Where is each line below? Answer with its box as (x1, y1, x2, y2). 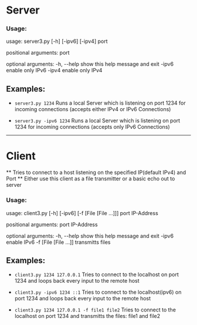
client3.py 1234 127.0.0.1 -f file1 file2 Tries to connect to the (14, 306, 176, 313)
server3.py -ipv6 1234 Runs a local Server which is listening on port (14, 117, 181, 124)
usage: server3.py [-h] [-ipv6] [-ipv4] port (6, 38, 108, 45)
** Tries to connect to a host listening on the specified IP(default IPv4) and (6, 169, 186, 176)
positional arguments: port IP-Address (6, 221, 98, 228)
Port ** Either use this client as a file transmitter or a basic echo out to (6, 175, 175, 182)
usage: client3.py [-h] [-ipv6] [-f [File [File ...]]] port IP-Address (6, 209, 158, 216)
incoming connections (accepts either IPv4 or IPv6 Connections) (14, 106, 171, 113)
